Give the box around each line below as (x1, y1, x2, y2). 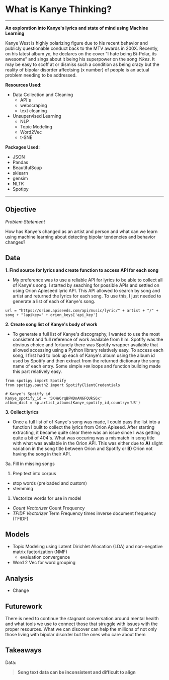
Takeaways (5, 646, 42, 655)
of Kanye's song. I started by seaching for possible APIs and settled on (12, 282, 159, 288)
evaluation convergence (20, 554, 70, 560)
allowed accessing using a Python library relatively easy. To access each (12, 347, 164, 353)
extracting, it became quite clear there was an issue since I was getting (12, 429, 160, 435)
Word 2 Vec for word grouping (12, 560, 75, 566)
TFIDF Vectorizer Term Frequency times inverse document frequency (12, 510, 156, 516)
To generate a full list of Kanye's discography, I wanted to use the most (12, 331, 160, 337)
